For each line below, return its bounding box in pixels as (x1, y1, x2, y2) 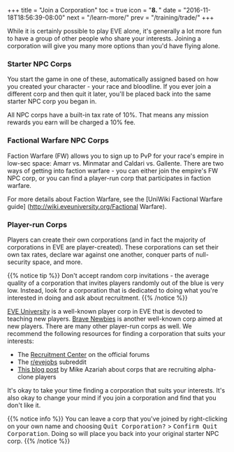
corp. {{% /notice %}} (7, 437, 71, 445)
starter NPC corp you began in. (7, 97, 97, 105)
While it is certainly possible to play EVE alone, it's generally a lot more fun (7, 27, 222, 35)
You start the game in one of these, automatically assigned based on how (7, 75, 219, 83)
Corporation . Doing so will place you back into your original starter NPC (7, 429, 219, 437)
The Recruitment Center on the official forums (17, 350, 150, 358)
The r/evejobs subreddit (17, 358, 87, 366)
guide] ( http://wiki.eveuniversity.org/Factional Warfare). (7, 202, 167, 210)
